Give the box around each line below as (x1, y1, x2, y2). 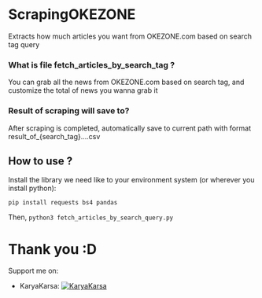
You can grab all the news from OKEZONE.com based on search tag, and (8, 77, 245, 87)
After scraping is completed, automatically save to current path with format (8, 123, 252, 133)
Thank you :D (8, 240, 97, 258)
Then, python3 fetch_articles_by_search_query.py (8, 212, 174, 222)
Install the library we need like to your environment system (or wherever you (8, 175, 255, 185)
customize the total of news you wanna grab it (8, 86, 158, 95)
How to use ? (8, 154, 73, 167)
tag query (8, 39, 40, 49)
